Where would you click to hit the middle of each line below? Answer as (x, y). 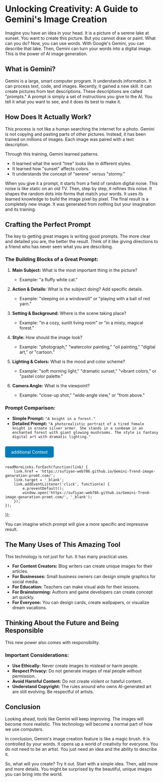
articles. (20, 571)
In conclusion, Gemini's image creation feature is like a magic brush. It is (77, 738)
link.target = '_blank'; (39, 480)
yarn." (25, 304)
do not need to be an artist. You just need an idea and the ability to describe (81, 749)
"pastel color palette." (41, 376)
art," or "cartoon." (37, 352)
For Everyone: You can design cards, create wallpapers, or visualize (81, 602)
